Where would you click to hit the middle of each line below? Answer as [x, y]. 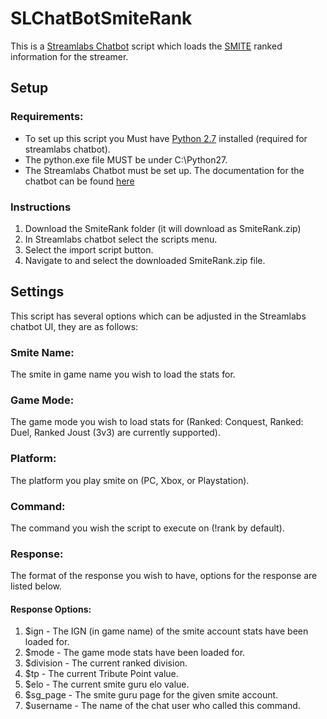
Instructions [41, 207]
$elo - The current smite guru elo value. [107, 684]
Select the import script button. [89, 249]
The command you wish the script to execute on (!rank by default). [147, 528]
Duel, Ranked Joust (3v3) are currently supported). [115, 433]
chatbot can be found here [79, 181]
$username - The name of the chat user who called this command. [162, 706]
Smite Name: [42, 352]
